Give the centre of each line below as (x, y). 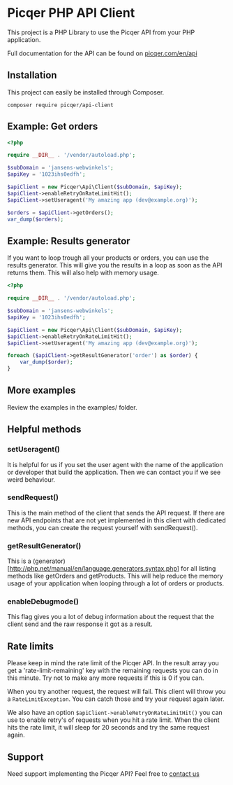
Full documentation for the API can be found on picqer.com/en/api (102, 53)
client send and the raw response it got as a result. (80, 624)
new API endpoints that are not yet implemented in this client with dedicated (116, 520)
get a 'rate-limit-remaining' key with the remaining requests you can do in (113, 671)
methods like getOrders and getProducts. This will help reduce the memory (115, 576)
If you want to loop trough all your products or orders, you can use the (108, 258)
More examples (42, 390)
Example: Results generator (69, 241)
